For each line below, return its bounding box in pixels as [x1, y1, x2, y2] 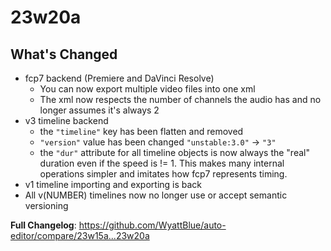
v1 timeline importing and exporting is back [24, 179, 203, 190]
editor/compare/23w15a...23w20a [10, 230, 150, 241]
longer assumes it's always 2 [39, 104, 160, 116]
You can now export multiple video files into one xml [39, 83, 256, 95]
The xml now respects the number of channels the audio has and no [39, 94, 322, 105]
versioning [24, 200, 69, 211]
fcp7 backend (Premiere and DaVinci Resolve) [24, 72, 215, 84]
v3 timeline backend [24, 115, 109, 126]
